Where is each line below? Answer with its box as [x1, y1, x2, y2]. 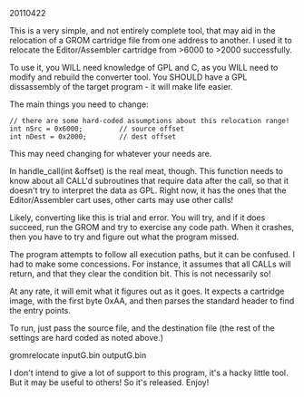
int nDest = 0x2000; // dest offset [9, 132, 177, 141]
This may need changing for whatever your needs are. [9, 149, 212, 159]
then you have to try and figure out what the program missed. [9, 231, 240, 242]
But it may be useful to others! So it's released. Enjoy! [9, 377, 210, 388]
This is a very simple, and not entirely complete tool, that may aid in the [9, 25, 276, 35]
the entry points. [9, 305, 71, 315]
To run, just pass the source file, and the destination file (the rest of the [9, 323, 275, 334]
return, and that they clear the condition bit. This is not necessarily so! [9, 268, 271, 279]
